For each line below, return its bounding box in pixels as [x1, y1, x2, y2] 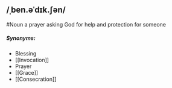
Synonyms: [6, 34, 36, 42]
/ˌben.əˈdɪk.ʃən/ [6, 5, 66, 15]
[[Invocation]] [14, 56, 49, 63]
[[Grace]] [14, 69, 38, 76]
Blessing [14, 49, 37, 57]
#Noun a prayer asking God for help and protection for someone [6, 20, 166, 28]
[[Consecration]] [14, 75, 57, 83]
